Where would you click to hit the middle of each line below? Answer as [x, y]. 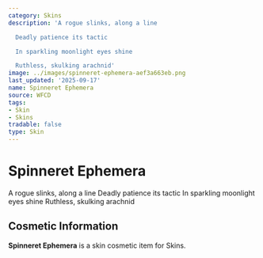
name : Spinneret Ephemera [51, 88]
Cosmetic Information [63, 226]
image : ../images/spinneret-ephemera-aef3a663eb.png [97, 73]
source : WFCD [30, 95]
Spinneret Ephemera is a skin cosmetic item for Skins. [97, 245]
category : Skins [35, 15]
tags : [17, 102]
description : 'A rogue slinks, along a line [83, 23]
